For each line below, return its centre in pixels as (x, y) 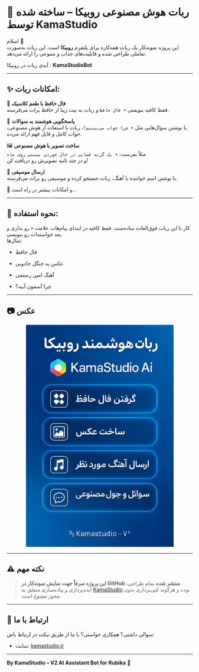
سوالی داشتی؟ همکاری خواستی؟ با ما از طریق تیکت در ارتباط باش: (81, 634)
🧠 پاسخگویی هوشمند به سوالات (41, 121)
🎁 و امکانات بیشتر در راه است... (42, 189)
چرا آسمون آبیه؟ (33, 286)
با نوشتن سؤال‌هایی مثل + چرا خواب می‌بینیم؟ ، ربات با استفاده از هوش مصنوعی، (97, 127)
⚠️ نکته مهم (26, 569)
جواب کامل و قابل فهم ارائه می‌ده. (44, 134)
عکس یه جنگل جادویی (39, 263)
